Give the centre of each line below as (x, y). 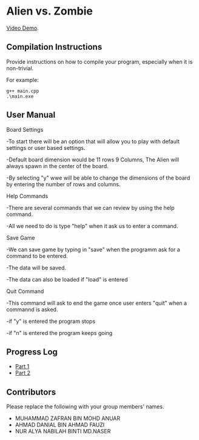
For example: (23, 80)
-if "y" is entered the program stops (51, 321)
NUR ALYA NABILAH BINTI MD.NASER (63, 432)
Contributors (31, 392)
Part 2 (23, 373)
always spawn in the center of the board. (58, 166)
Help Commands (27, 196)
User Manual (31, 115)
